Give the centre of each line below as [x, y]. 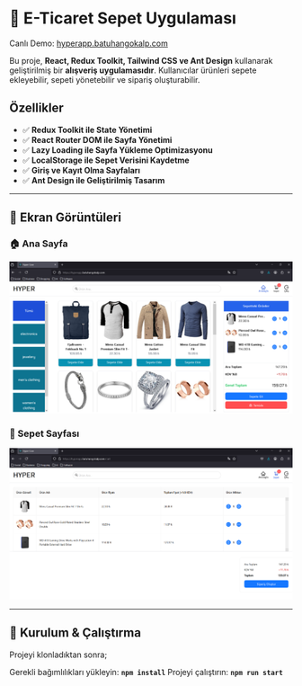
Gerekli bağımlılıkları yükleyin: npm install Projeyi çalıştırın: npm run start [146, 672]
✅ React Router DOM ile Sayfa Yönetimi [97, 139]
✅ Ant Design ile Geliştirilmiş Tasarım [93, 180]
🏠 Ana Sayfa [39, 244]
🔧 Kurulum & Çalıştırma [75, 633]
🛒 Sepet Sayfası [44, 433]
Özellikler [37, 108]
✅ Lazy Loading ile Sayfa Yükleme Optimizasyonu [117, 150]
